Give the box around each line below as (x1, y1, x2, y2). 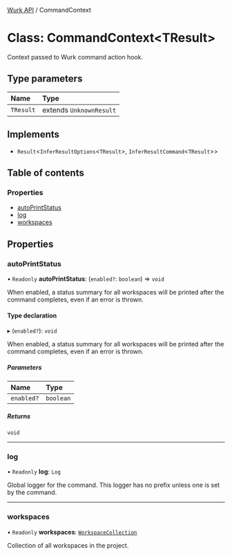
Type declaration (7, 311, 57, 319)
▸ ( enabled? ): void (7, 326, 57, 335)
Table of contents (7, 167, 84, 178)
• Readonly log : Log (7, 467, 61, 476)
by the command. (7, 488, 57, 497)
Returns (7, 411, 31, 420)
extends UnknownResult (42, 105, 117, 115)
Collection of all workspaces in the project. (7, 541, 129, 549)
